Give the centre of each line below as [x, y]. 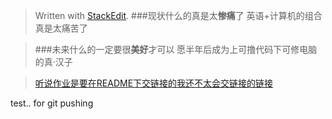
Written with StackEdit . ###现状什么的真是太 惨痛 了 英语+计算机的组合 [178, 15]
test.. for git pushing [52, 103]
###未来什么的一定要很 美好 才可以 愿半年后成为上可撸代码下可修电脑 [176, 49]
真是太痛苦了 [61, 28]
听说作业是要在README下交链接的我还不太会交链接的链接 [154, 83]
